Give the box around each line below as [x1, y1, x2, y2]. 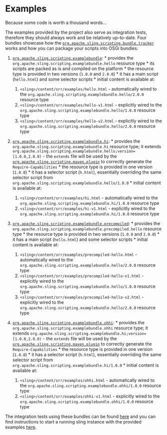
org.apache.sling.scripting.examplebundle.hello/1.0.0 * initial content [12, 180, 161, 186]
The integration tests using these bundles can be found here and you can [5, 413, 156, 419]
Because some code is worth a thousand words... [5, 20, 107, 26]
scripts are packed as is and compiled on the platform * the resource [12, 66, 154, 72]
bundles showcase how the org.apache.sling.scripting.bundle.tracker [5, 40, 155, 46]
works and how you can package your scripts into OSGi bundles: [5, 45, 139, 51]
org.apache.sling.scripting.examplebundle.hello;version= [12, 149, 136, 154]
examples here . [5, 424, 37, 430]
